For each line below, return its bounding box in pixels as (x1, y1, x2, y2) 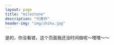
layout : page (5, 7, 32, 12)
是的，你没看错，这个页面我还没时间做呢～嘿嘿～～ (5, 35, 110, 41)
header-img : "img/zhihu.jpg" (5, 21, 65, 26)
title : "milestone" (5, 12, 46, 17)
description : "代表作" (5, 16, 50, 21)
